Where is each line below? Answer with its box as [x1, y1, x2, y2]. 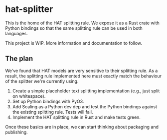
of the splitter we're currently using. [5, 78, 79, 84]
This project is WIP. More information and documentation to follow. [5, 40, 143, 46]
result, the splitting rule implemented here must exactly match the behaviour [5, 73, 162, 79]
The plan [5, 55, 33, 63]
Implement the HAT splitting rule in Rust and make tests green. [12, 114, 141, 120]
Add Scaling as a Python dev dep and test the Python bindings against [12, 103, 157, 110]
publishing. [5, 129, 28, 135]
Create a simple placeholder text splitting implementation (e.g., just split [12, 88, 160, 94]
